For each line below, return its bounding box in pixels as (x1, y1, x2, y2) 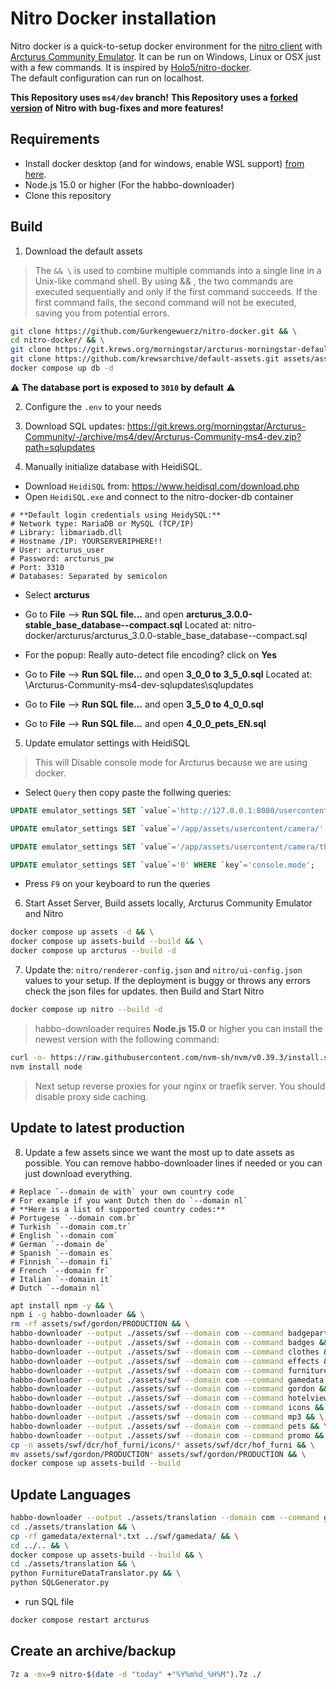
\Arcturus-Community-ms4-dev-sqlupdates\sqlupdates (24, 678, 254, 691)
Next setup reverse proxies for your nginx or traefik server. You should (34, 1080, 326, 1092)
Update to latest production (10, 1120, 185, 1137)
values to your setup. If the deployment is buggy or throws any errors (24, 975, 312, 987)
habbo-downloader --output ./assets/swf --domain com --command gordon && (10, 1384, 329, 1394)
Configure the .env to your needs (24, 400, 162, 412)
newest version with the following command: (34, 1033, 220, 1045)
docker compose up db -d (10, 363, 114, 374)
